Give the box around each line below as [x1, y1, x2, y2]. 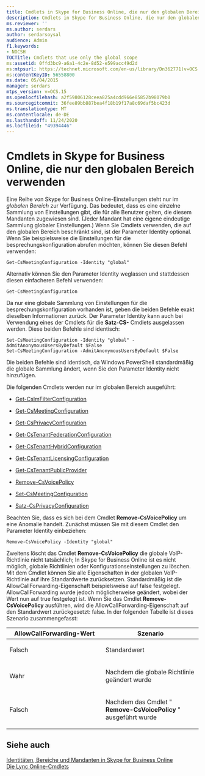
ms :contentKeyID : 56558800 [6, 72, 75, 78]
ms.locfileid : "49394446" [6, 123, 72, 129]
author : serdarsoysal [6, 32, 62, 38]
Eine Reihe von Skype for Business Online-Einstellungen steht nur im [6, 195, 179, 203]
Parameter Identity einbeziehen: [6, 527, 87, 535]
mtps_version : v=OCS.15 [6, 89, 67, 95]
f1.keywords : [6, 43, 40, 50]
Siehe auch [6, 740, 50, 750]
